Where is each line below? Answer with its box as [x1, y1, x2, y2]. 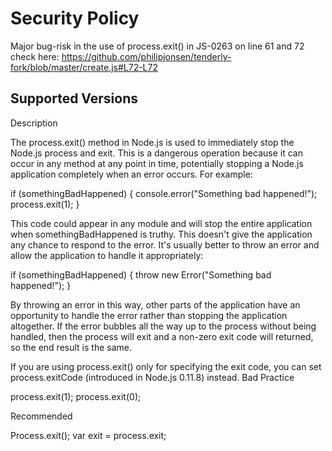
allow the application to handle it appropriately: [10, 249, 204, 261]
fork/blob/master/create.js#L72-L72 [10, 61, 158, 73]
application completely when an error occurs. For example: [10, 168, 253, 180]
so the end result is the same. [10, 341, 132, 353]
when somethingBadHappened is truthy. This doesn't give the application [10, 228, 313, 240]
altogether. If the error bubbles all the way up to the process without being [10, 320, 317, 332]
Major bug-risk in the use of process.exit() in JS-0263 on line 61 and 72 [10, 40, 305, 52]
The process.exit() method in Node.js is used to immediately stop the [10, 136, 295, 148]
